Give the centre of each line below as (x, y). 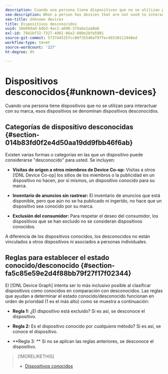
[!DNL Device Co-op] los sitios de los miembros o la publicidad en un (83, 175)
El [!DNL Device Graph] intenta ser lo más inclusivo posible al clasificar (78, 286)
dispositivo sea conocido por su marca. (53, 206)
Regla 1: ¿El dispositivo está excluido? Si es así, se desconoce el (78, 311)
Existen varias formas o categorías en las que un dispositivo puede (74, 155)
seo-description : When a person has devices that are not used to (76, 15)
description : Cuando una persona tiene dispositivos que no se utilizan (82, 10)
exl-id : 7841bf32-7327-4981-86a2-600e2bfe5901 (54, 33)
